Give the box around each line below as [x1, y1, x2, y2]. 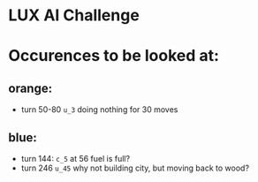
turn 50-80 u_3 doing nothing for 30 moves [20, 104, 178, 115]
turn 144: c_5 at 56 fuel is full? [20, 154, 130, 163]
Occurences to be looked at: [8, 46, 220, 66]
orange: [8, 80, 53, 95]
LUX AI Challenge [8, 5, 140, 26]
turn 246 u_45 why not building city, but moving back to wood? [20, 163, 249, 173]
